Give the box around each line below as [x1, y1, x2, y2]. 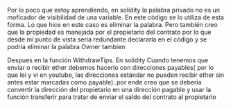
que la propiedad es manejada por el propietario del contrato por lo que [7, 28, 212, 36]
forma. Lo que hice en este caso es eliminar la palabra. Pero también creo [7, 21, 219, 28]
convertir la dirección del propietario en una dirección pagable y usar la [7, 86, 212, 93]
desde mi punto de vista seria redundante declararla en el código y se [7, 35, 207, 44]
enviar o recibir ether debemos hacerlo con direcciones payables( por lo [7, 64, 214, 71]
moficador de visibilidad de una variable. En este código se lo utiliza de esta [7, 13, 224, 21]
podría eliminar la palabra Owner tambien [7, 43, 126, 51]
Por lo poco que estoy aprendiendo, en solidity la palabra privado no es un [7, 6, 221, 14]
